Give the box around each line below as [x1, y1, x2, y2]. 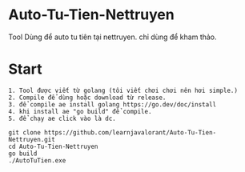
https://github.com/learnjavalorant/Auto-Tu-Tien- [43, 128, 217, 137]
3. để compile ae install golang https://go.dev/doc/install [8, 100, 217, 109]
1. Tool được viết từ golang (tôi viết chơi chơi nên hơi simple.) [8, 86, 239, 94]
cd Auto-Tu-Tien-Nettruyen [8, 142, 98, 150]
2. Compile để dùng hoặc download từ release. [8, 94, 167, 102]
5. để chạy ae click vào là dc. [8, 114, 116, 122]
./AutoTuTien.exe [8, 156, 66, 165]
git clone [8, 128, 42, 137]
